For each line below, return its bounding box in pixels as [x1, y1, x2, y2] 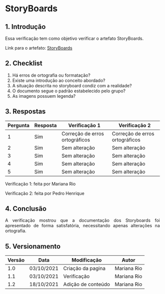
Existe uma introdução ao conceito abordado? [12, 77, 106, 83]
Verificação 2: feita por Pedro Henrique [5, 190, 84, 196]
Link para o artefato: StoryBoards [5, 45, 73, 51]
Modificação [71, 257, 102, 264]
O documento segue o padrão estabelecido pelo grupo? [12, 88, 126, 94]
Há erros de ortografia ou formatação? [12, 72, 91, 78]
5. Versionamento [5, 242, 61, 250]
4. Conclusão [5, 205, 47, 213]
